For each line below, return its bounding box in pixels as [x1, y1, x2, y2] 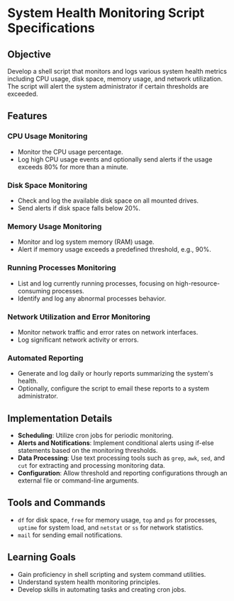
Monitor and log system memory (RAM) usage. [17, 237, 155, 246]
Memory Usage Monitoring [7, 221, 102, 231]
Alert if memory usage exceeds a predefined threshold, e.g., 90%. [17, 245, 211, 254]
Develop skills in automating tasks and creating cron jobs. [17, 585, 186, 593]
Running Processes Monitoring [7, 263, 116, 273]
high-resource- [175, 279, 221, 288]
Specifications [7, 20, 95, 36]
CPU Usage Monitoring [7, 131, 88, 141]
